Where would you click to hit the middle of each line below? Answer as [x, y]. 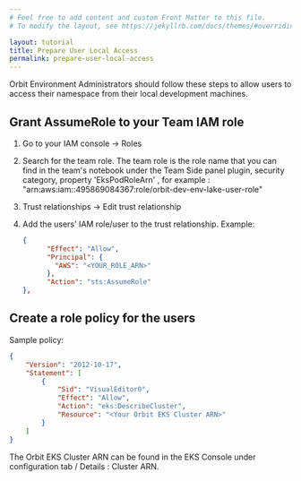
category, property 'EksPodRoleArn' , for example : [116, 179]
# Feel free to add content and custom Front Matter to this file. [138, 17]
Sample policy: [37, 339]
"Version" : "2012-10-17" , [74, 365]
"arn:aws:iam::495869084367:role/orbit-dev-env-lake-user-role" [142, 189]
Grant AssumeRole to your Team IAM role [127, 122]
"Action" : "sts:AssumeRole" [99, 282]
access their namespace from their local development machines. [129, 94]
